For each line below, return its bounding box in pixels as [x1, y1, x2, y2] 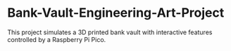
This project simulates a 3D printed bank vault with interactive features [7, 28, 213, 36]
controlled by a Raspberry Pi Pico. [7, 35, 106, 43]
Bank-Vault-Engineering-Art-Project [7, 5, 225, 21]
